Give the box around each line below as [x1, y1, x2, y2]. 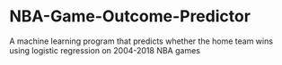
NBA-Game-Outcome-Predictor [9, 6, 251, 27]
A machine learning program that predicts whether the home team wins [9, 36, 274, 46]
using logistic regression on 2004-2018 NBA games [9, 45, 200, 55]
